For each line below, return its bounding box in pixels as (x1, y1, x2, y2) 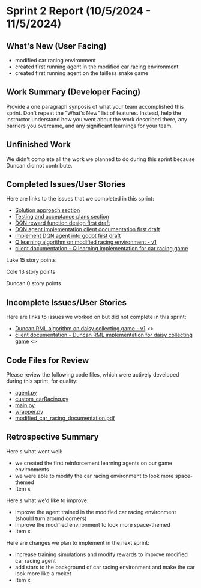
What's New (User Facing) (6, 41, 107, 51)
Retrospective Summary (6, 432, 99, 442)
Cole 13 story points (6, 268, 56, 276)
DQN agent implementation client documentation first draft (14, 226, 160, 233)
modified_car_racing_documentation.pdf (14, 414, 115, 422)
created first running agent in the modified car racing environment (14, 63, 179, 70)
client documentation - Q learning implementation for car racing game (14, 245, 188, 252)
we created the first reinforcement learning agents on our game (14, 459, 173, 467)
